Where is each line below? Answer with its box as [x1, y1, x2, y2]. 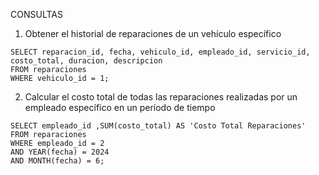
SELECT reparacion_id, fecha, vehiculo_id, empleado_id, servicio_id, [10, 47, 311, 57]
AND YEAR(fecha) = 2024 [10, 147, 110, 157]
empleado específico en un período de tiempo [24, 102, 216, 113]
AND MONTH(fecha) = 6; [10, 156, 105, 166]
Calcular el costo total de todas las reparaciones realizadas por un [24, 91, 298, 103]
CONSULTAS [10, 9, 63, 20]
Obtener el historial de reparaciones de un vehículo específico [24, 28, 282, 39]
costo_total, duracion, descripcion [10, 56, 163, 66]
